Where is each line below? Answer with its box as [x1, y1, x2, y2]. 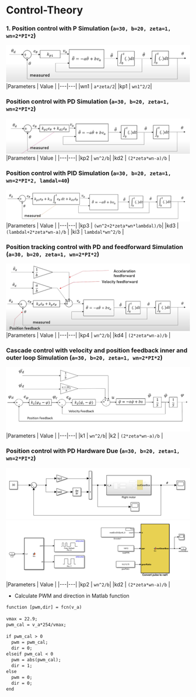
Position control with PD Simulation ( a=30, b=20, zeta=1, [6, 98, 170, 106]
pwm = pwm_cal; [11, 639, 48, 645]
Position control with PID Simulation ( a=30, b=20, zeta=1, [6, 169, 171, 177]
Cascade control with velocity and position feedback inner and [6, 346, 188, 354]
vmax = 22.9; [6, 616, 38, 622]
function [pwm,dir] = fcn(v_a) [6, 604, 82, 610]
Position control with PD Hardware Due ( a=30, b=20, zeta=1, [6, 447, 180, 455]
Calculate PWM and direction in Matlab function [14, 592, 129, 599]
